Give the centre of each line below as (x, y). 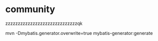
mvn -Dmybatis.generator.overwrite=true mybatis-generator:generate (79, 33)
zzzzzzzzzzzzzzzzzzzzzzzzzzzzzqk (44, 23)
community (30, 9)
